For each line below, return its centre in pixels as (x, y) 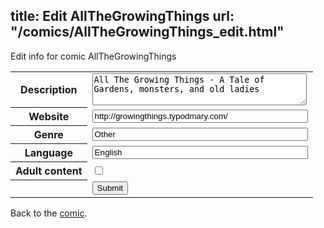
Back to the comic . (49, 213)
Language (48, 153)
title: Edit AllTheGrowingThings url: (122, 16)
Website (49, 117)
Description (49, 90)
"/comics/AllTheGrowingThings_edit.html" (147, 32)
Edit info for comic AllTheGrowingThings (93, 56)
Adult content (49, 171)
